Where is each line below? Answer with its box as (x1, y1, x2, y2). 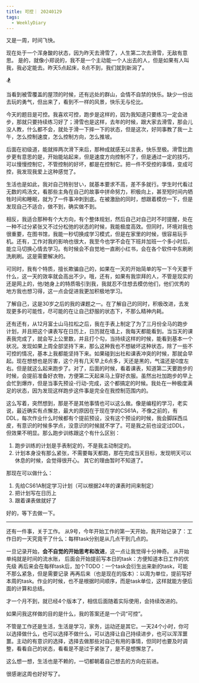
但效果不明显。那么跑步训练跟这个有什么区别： (6, 429, 120, 437)
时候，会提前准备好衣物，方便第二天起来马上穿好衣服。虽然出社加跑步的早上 (6, 372, 193, 380)
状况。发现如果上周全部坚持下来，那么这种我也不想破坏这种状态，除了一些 (6, 343, 188, 350)
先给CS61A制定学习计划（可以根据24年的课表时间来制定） (14, 482, 157, 489)
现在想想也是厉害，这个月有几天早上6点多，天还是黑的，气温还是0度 (16, 358, 184, 365)
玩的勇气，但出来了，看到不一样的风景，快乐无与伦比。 (11, 99, 146, 106)
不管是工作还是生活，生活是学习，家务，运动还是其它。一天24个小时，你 (6, 623, 184, 630)
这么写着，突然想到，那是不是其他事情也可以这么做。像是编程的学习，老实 (6, 400, 188, 407)
